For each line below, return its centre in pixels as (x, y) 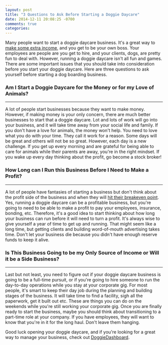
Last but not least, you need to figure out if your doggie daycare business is (83, 274)
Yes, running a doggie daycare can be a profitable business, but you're (78, 202)
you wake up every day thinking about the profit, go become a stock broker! (83, 157)
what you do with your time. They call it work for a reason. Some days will (81, 136)
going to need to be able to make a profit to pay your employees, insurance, (83, 207)
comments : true (21, 24)
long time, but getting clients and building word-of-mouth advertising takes (82, 229)
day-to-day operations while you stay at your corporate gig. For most (76, 285)
